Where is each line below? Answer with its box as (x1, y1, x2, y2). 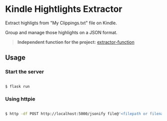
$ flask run (5, 84, 30, 89)
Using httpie (5, 96, 36, 103)
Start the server (5, 68, 44, 75)
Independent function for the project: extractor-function (17, 39, 135, 45)
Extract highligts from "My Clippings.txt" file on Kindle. (5, 20, 117, 26)
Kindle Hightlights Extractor (5, 3, 123, 15)
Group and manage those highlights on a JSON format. (5, 29, 118, 35)
